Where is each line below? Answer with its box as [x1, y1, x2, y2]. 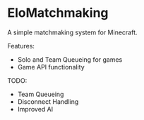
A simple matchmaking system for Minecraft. [7, 28, 138, 36]
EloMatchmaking [7, 5, 109, 21]
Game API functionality [17, 62, 85, 71]
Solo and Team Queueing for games [17, 55, 123, 64]
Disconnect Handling [17, 97, 79, 106]
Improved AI [17, 105, 54, 113]
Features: [7, 41, 35, 50]
